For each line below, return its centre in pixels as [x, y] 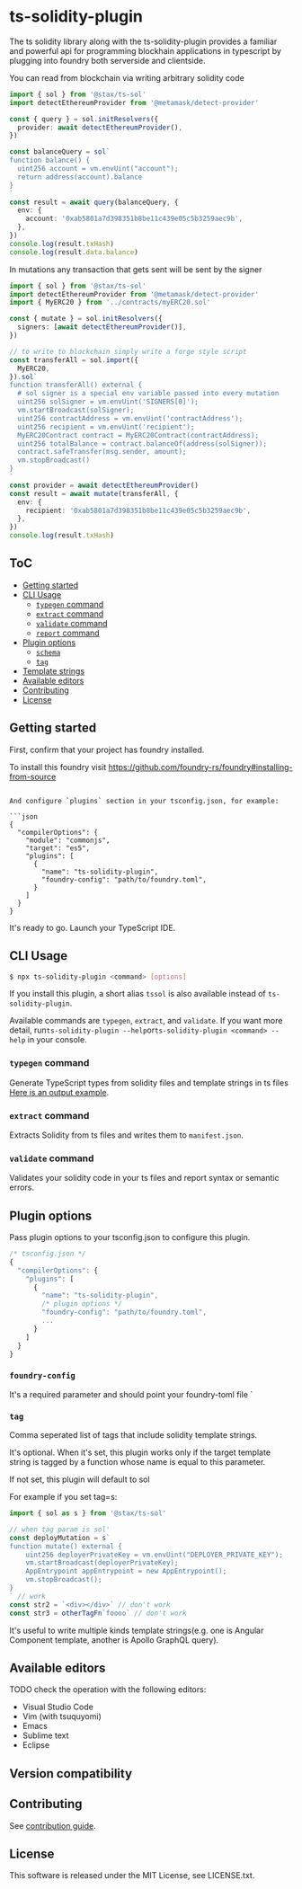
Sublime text [45, 1735]
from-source [33, 776]
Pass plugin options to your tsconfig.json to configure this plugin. [130, 1237]
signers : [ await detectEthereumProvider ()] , [102, 327]
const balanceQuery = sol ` [60, 152]
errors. [22, 1187]
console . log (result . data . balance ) [74, 252]
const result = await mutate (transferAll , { [94, 493]
